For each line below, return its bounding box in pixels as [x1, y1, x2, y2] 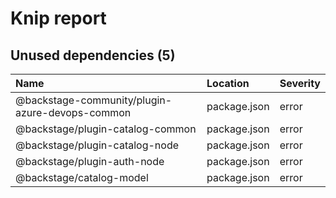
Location [206, 77, 250, 90]
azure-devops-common [15, 106, 132, 119]
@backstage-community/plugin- [15, 93, 173, 107]
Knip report [10, 7, 107, 30]
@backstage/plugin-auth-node [15, 155, 165, 168]
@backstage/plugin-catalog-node [15, 138, 180, 152]
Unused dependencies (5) [10, 47, 176, 64]
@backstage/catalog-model [15, 171, 149, 184]
